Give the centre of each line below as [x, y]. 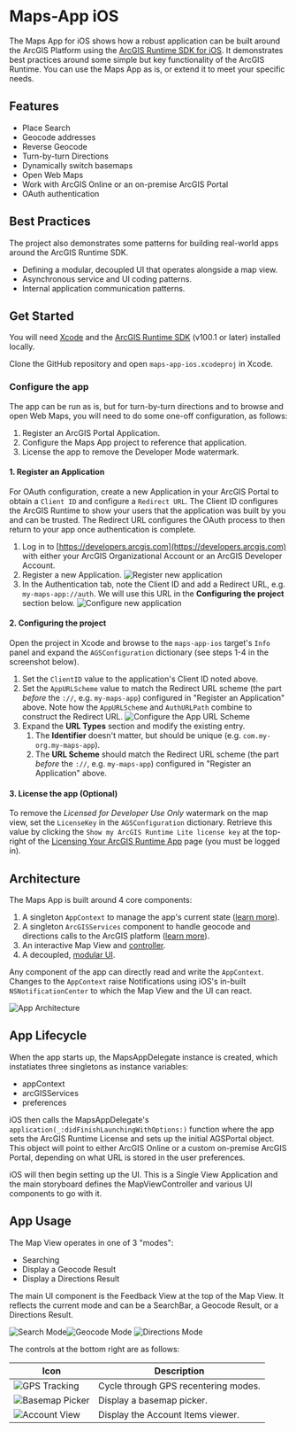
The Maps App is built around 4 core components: [101, 900]
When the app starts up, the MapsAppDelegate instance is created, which [144, 1057]
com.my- [257, 736]
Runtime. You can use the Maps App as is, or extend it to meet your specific [147, 69]
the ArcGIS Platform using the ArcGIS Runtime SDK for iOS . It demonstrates [146, 50]
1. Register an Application [57, 472]
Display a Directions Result [71, 1279]
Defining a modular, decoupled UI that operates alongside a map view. [150, 269]
